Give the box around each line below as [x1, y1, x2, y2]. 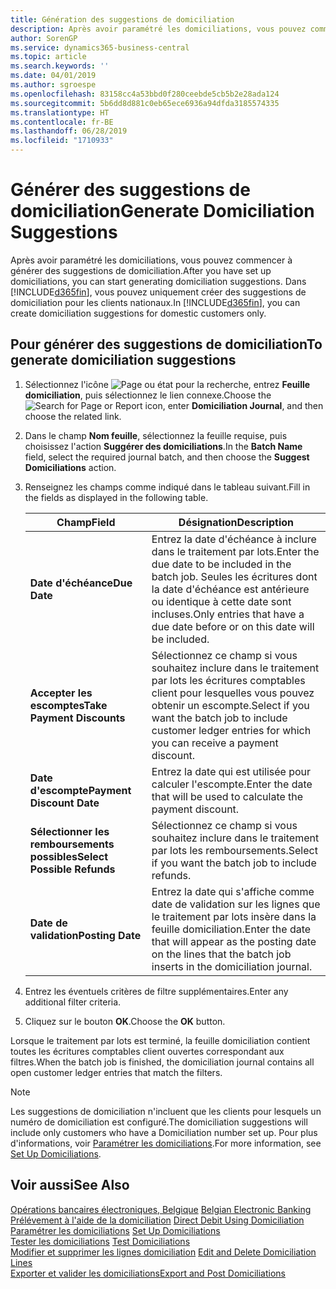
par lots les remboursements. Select [151, 843, 318, 857]
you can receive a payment [151, 736, 279, 750]
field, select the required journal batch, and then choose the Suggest [24, 451, 310, 463]
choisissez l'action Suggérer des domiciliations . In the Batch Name [24, 440, 303, 452]
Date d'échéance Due [29, 576, 133, 590]
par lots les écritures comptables [151, 673, 306, 687]
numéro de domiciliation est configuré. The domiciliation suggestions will [10, 1116, 308, 1128]
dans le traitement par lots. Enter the [151, 544, 320, 558]
